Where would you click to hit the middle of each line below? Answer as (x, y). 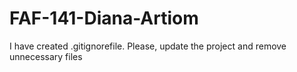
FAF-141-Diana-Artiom (104, 18)
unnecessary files (46, 56)
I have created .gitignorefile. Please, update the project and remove (148, 46)
